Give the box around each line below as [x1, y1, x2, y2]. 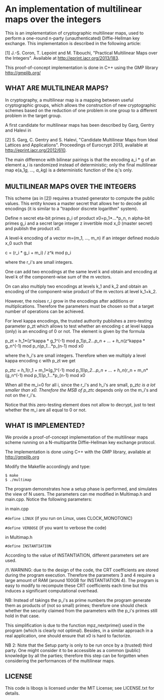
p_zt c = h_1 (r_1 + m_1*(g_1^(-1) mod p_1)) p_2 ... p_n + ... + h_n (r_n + [5, 367, 137, 373]
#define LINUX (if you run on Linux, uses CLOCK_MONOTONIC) [5, 515, 133, 521]
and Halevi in [5, 127, 32, 133]
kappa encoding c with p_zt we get [5, 358, 76, 364]
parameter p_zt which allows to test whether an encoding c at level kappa [5, 323, 154, 329]
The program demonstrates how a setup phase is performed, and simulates [5, 486, 158, 492]
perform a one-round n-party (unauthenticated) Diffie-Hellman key [5, 35, 140, 41]
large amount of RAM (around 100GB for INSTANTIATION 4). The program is [5, 578, 159, 583]
